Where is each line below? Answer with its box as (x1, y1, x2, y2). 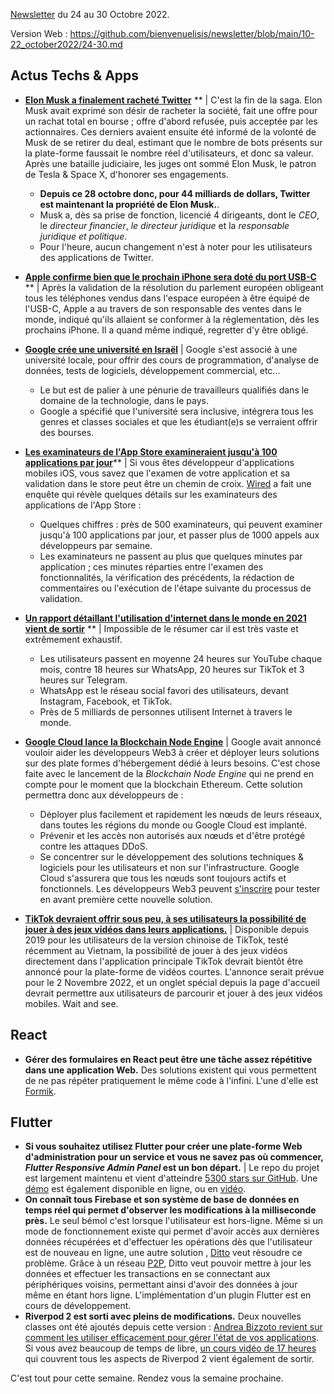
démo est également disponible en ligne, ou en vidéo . (24, 1183, 247, 1195)
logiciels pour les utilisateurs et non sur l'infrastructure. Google (39, 861, 300, 873)
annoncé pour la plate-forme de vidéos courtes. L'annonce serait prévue (24, 965, 325, 978)
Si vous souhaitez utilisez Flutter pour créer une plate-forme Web (24, 1140, 303, 1153)
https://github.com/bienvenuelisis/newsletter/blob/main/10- (69, 28, 315, 39)
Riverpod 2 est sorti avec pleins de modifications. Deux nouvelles (24, 1310, 302, 1323)
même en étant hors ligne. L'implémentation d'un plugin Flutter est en (24, 1289, 312, 1301)
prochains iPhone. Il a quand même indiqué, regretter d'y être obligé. (24, 324, 309, 336)
